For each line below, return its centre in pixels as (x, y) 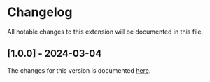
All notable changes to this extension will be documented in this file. (105, 32)
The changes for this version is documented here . (79, 70)
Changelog (40, 12)
